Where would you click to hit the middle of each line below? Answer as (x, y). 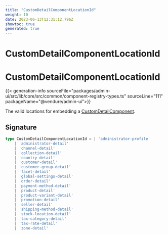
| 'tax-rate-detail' (36, 223)
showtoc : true (20, 24)
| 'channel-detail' (35, 148)
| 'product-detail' (35, 191)
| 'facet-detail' (33, 172)
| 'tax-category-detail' (40, 219)
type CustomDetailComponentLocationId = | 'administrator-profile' (78, 139)
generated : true (22, 29)
